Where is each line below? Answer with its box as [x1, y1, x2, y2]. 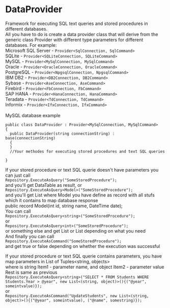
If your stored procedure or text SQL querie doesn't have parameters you [5, 166, 159, 173]
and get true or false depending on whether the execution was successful [5, 243, 160, 249]
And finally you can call [5, 233, 54, 239]
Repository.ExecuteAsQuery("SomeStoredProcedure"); [5, 177, 117, 183]
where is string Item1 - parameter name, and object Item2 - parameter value [5, 264, 164, 270]
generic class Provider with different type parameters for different [5, 37, 144, 43]
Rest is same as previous [5, 269, 58, 275]
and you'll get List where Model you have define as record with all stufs [5, 192, 155, 198]
